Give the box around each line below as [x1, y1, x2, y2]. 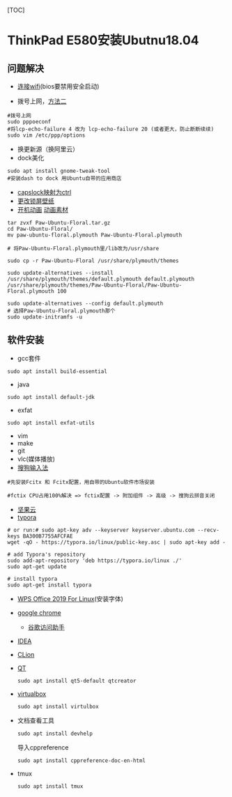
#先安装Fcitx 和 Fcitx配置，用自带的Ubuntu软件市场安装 [7, 478, 155, 485]
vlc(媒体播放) [17, 455, 56, 463]
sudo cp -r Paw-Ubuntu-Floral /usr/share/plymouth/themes [7, 257, 179, 264]
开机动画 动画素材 [17, 206, 68, 213]
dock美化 [17, 153, 45, 162]
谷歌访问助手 [27, 623, 65, 631]
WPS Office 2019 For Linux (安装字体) [17, 594, 124, 602]
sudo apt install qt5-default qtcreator [17, 677, 137, 684]
